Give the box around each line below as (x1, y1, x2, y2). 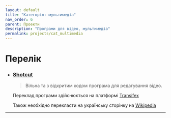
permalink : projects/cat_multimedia (5, 31, 83, 36)
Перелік (5, 53, 42, 65)
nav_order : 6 (5, 17, 33, 22)
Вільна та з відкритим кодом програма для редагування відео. (25, 82, 163, 89)
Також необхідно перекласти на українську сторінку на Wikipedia (12, 102, 156, 108)
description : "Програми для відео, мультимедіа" (5, 26, 110, 32)
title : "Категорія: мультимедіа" (5, 12, 76, 17)
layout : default (5, 7, 40, 13)
